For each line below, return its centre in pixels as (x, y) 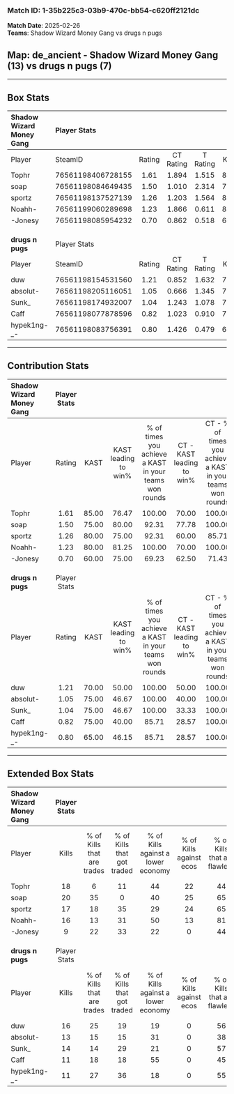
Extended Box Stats (50, 774)
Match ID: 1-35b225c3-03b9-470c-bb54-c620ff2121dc (103, 10)
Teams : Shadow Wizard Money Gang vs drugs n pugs (85, 33)
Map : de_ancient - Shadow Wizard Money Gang (113, 55)
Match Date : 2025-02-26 (44, 26)
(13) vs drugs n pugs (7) (60, 66)
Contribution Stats (48, 366)
